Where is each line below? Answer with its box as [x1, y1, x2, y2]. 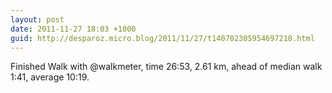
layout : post [10, 14, 65, 25]
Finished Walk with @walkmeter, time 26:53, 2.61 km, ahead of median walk [10, 61, 323, 73]
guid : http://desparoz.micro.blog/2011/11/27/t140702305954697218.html [10, 33, 315, 43]
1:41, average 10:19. [10, 71, 90, 83]
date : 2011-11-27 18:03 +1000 [10, 24, 137, 34]
